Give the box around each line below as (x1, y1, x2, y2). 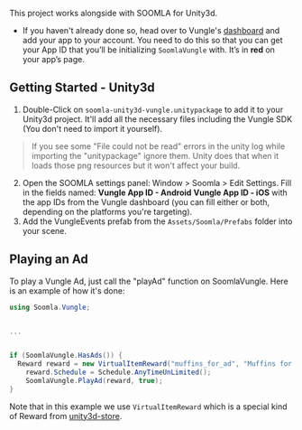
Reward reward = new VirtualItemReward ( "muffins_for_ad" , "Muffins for (17, 360, 293, 369)
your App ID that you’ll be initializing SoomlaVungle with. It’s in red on (22, 44, 275, 55)
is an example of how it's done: (9, 285, 125, 296)
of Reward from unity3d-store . (9, 410, 123, 421)
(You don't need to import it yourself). (22, 123, 163, 134)
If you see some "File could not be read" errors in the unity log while (31, 140, 286, 152)
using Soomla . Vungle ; (9, 303, 91, 312)
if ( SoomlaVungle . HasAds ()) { (9, 351, 124, 360)
